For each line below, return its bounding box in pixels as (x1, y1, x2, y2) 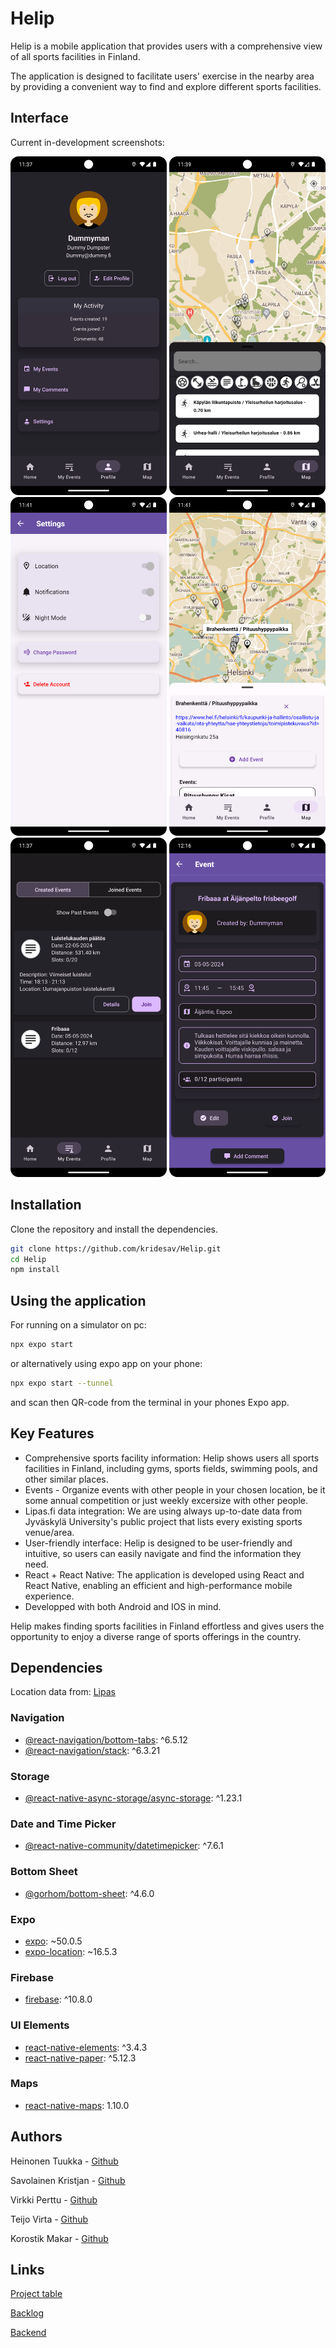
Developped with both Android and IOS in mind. (24, 1600, 222, 1612)
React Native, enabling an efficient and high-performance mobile (24, 1579, 293, 1591)
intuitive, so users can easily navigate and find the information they (24, 1547, 302, 1559)
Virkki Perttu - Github (10, 2193, 98, 2206)
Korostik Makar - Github (10, 2232, 109, 2244)
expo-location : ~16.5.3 (24, 1945, 118, 1957)
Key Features (10, 1425, 95, 1442)
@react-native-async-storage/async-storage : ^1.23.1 (24, 1792, 243, 1804)
